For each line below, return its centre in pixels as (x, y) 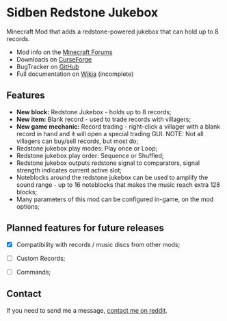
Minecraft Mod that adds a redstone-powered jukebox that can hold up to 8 (113, 31)
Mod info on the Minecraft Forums (64, 52)
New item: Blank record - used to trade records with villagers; (104, 119)
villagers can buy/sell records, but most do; (77, 141)
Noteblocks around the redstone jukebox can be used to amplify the (112, 177)
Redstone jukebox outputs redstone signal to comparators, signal (108, 163)
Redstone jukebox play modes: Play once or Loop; (87, 148)
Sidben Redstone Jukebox (82, 13)
